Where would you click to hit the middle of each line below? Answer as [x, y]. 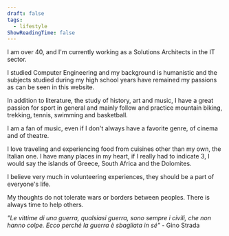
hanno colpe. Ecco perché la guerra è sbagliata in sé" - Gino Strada [103, 225]
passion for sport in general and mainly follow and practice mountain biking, [115, 108]
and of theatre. [28, 136]
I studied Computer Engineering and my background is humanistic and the [112, 73]
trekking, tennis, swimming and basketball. [68, 115]
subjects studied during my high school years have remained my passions [112, 80]
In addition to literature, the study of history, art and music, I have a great [110, 101]
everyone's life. [29, 184]
